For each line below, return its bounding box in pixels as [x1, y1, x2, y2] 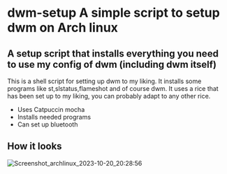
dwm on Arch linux [7, 20, 119, 36]
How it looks [7, 140, 62, 152]
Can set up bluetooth [17, 120, 78, 129]
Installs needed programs [17, 113, 91, 121]
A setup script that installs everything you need [7, 48, 219, 59]
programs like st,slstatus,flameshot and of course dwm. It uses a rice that [7, 85, 219, 92]
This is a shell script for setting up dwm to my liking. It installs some [7, 77, 202, 85]
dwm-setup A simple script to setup [7, 5, 220, 21]
